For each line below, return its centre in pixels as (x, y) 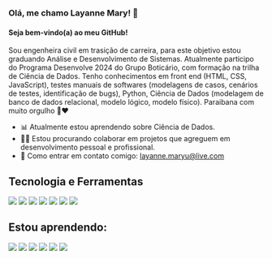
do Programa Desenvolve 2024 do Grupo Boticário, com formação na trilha (134, 67)
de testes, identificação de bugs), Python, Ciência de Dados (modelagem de (136, 93)
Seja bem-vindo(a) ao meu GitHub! (68, 32)
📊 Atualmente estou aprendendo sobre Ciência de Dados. (117, 127)
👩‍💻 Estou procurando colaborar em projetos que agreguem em (125, 139)
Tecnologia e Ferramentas (76, 181)
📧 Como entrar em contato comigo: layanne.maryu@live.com (122, 156)
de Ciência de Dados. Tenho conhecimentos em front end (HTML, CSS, (128, 76)
